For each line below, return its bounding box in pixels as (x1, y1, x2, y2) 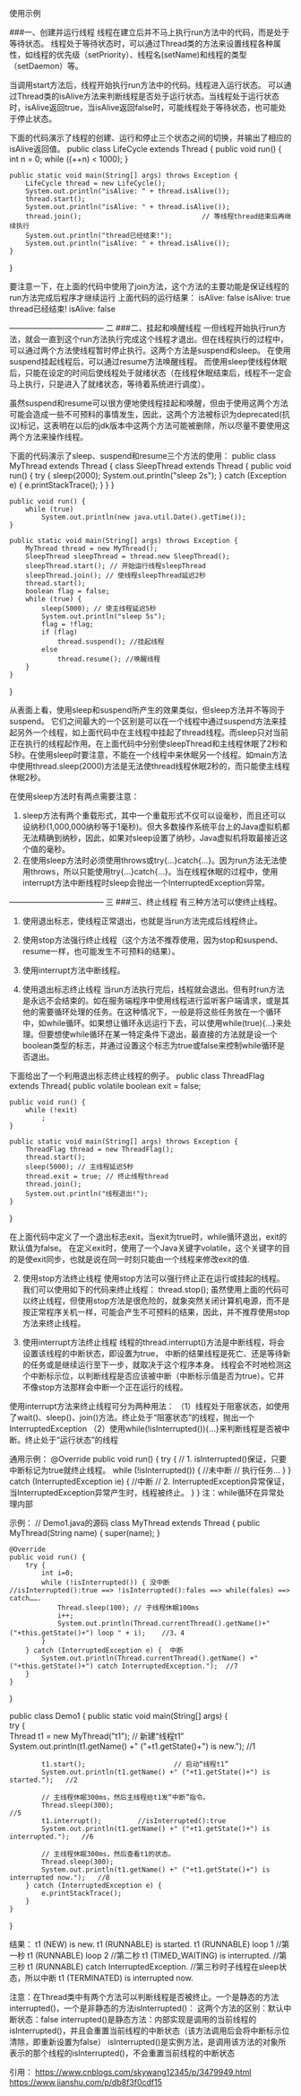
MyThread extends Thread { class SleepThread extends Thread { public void (9, 460, 292, 471)
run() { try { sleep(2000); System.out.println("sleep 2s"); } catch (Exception (9, 470, 287, 480)
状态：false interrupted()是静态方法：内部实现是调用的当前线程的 (16, 2014, 257, 2024)
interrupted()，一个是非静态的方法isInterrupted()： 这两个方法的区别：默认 (9, 2003, 284, 2013)
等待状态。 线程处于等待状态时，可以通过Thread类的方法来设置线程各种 (9, 39, 274, 48)
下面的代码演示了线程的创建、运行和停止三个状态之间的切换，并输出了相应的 (9, 133, 292, 143)
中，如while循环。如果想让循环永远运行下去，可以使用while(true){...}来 (21, 1018, 284, 1028)
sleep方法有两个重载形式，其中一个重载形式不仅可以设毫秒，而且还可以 (21, 811, 287, 820)
